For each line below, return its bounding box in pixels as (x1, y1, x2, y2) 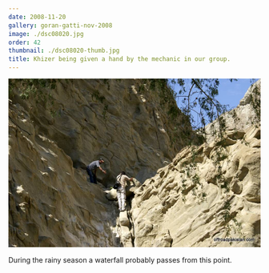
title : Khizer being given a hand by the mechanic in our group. (8, 55, 231, 63)
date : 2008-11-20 (8, 13, 66, 21)
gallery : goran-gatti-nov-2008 (8, 21, 113, 30)
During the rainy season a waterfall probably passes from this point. (8, 255, 232, 265)
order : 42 (8, 38, 42, 46)
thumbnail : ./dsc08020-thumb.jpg (8, 46, 120, 55)
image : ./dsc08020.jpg (8, 30, 84, 38)
